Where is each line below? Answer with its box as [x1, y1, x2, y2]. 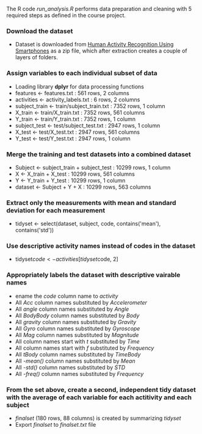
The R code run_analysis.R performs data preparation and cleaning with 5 [6, 5, 192, 12]
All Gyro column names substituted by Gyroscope [15, 325, 140, 332]
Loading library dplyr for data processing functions [15, 82, 145, 90]
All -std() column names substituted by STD [15, 363, 126, 371]
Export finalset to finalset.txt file [15, 421, 96, 429]
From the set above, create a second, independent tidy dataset [6, 385, 197, 394]
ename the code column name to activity [15, 292, 118, 300]
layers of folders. [15, 54, 58, 61]
